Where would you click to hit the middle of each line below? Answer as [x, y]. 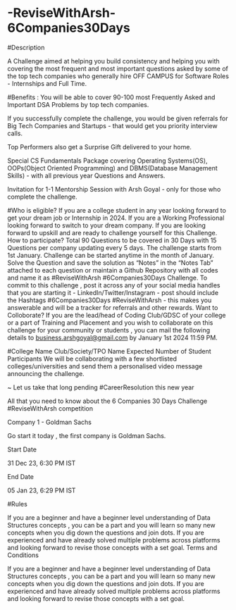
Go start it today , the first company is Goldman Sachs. [87, 435]
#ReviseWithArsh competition [50, 408]
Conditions [23, 555]
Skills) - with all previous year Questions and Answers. [86, 175]
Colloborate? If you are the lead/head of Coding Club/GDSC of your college [117, 315]
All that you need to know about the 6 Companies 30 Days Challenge [107, 401]
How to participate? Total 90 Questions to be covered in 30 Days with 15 [112, 240]
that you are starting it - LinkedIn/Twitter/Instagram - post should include [113, 292]
